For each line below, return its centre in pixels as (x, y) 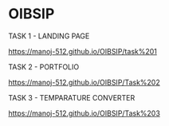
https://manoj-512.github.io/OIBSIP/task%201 (83, 51)
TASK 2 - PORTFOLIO (44, 67)
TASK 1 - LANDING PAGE (49, 36)
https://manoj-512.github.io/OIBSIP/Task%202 (84, 82)
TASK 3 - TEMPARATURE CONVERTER (72, 97)
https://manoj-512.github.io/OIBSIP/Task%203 (84, 113)
